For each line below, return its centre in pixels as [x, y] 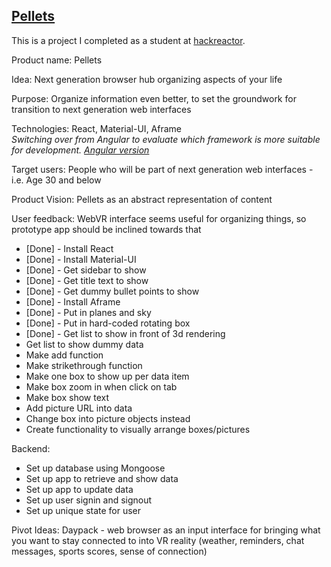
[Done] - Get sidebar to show [86, 270]
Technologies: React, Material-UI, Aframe [96, 128]
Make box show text [67, 397]
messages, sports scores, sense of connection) [109, 551]
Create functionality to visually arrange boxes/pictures [138, 429]
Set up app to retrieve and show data [102, 478]
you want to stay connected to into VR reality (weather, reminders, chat [158, 540]
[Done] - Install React [69, 248]
